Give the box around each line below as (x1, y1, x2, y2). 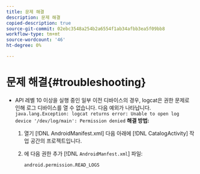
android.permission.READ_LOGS (23, 162, 100, 168)
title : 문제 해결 (6, 8, 45, 15)
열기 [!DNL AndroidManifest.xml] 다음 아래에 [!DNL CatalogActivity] (23, 129, 188, 137)
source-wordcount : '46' (6, 37, 66, 43)
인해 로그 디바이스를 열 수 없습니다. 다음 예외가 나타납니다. (14, 104, 151, 111)
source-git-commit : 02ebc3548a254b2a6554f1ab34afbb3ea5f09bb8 (6, 25, 165, 32)
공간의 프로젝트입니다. (30, 137, 82, 144)
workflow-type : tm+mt (6, 31, 61, 37)
